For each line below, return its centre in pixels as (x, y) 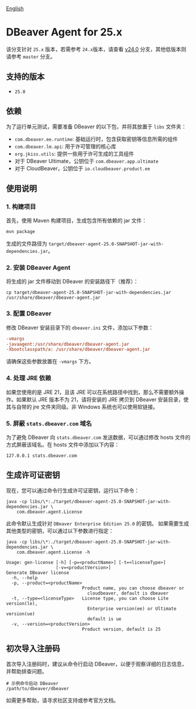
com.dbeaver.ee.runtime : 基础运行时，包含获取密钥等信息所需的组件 (96, 139)
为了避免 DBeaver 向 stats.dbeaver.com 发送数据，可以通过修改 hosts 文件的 (98, 437)
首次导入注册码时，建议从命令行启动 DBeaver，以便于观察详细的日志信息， (97, 664)
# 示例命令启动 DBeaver (32, 683)
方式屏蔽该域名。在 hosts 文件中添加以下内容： (63, 444)
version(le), (22, 603)
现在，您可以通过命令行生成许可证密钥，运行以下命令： (73, 490)
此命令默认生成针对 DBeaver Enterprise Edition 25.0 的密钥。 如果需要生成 (97, 523)
